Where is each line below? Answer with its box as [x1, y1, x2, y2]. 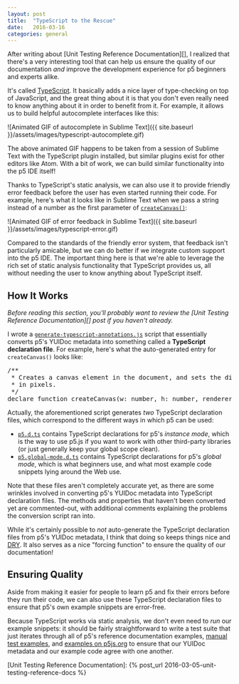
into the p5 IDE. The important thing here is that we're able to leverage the [7, 254, 224, 262]
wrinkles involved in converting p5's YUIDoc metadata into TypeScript [7, 489, 213, 497]
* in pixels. [11, 380, 57, 389]
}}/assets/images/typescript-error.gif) [7, 225, 119, 234]
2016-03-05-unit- [164, 660, 217, 669]
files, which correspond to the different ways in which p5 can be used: [7, 416, 214, 425]
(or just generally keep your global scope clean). [17, 445, 160, 453]
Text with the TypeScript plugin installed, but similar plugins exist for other [7, 152, 225, 160]
